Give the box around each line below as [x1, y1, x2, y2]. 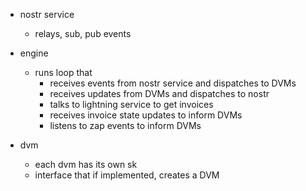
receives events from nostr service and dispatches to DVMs [49, 77, 297, 89]
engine [19, 47, 49, 59]
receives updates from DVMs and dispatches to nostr [49, 88, 270, 99]
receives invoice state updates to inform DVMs [49, 109, 243, 121]
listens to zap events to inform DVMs [49, 120, 202, 131]
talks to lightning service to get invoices [49, 99, 214, 110]
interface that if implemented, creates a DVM [34, 169, 220, 181]
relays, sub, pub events [34, 28, 132, 39]
